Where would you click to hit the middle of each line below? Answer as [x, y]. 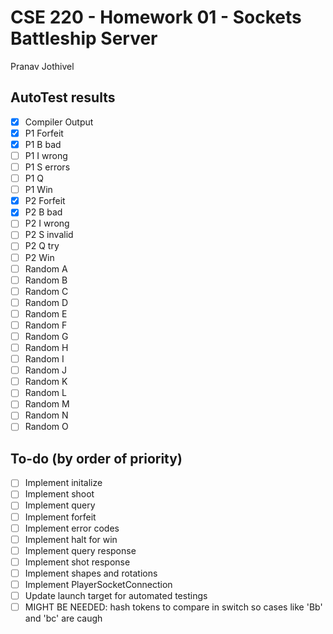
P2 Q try [42, 246]
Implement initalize [63, 483]
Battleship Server [84, 38]
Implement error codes [72, 528]
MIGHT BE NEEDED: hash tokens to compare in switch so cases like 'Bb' [173, 607]
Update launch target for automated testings [116, 595]
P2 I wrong [47, 223]
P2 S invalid [49, 235]
